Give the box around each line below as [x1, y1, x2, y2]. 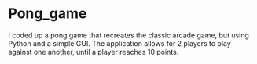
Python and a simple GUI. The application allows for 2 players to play [8, 38, 232, 48]
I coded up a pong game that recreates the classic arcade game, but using [8, 30, 250, 40]
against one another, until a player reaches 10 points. [8, 47, 179, 56]
